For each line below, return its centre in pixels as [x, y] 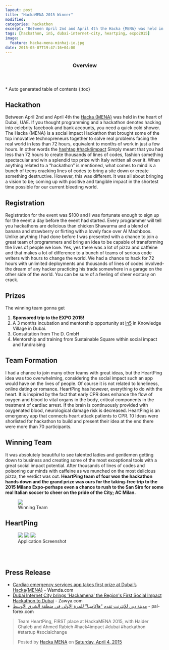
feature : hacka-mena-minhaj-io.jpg [47, 43]
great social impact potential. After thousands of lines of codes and [75, 465]
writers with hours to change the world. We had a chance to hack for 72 [80, 258]
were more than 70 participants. [38, 427]
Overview [85, 65]
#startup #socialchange [42, 632]
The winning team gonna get [35, 308]
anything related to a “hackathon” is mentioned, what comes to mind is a [81, 166]
